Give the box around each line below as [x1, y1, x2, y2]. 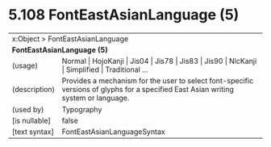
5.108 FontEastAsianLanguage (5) [8, 6, 240, 24]
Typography [61, 104, 102, 114]
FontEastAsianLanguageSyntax [61, 127, 165, 136]
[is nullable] [11, 115, 51, 125]
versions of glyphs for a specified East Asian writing [61, 85, 234, 94]
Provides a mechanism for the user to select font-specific [61, 76, 254, 86]
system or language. [61, 93, 130, 103]
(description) [11, 85, 56, 94]
